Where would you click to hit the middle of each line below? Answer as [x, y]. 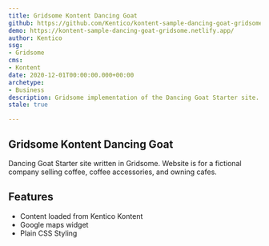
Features [31, 197]
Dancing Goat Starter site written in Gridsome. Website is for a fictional [125, 163]
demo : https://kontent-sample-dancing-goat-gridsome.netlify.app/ [121, 30]
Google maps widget [54, 224]
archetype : [26, 82]
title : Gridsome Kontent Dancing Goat [73, 16]
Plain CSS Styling [48, 233]
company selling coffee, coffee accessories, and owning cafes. [113, 172]
